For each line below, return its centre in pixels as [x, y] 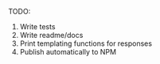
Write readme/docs [51, 35]
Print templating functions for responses [86, 43]
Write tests [37, 26]
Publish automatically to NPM [68, 52]
